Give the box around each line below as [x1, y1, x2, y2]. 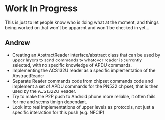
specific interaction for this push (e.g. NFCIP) [12, 109, 105, 115]
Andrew [5, 39, 31, 47]
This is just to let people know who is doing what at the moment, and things [5, 19, 159, 25]
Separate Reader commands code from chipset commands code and [12, 78, 153, 84]
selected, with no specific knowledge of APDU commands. [12, 62, 132, 68]
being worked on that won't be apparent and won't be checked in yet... [5, 24, 150, 30]
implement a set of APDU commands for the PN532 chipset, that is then [12, 83, 159, 89]
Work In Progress [5, 3, 78, 14]
